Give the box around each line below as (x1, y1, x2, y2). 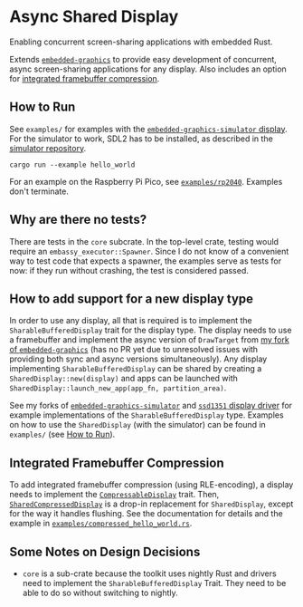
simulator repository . (9, 142, 87, 153)
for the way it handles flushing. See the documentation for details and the (9, 508, 283, 519)
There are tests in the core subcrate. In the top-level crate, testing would (9, 236, 279, 246)
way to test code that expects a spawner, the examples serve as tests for (9, 255, 282, 266)
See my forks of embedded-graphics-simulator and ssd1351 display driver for (9, 400, 292, 411)
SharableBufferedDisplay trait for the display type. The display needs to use (9, 324, 292, 336)
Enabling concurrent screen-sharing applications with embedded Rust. (9, 36, 273, 47)
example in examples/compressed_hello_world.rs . (9, 518, 193, 529)
